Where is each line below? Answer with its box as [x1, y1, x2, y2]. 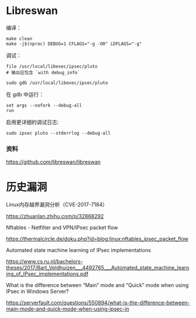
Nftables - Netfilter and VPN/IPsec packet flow [6, 224, 118, 231]
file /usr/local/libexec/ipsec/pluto [6, 63, 98, 69]
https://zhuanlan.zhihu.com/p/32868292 [6, 213, 104, 220]
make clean [6, 36, 33, 41]
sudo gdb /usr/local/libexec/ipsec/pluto [6, 80, 108, 86]
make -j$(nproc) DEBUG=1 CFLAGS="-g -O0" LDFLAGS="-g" [6, 41, 142, 47]
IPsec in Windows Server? [6, 288, 69, 295]
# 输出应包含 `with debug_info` [6, 69, 80, 75]
